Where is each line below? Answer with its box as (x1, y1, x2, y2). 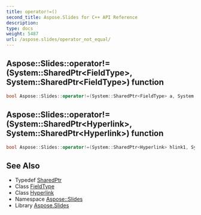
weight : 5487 (6, 31, 39, 37)
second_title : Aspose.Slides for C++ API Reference (6, 14, 138, 20)
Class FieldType (14, 183, 55, 190)
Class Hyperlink (14, 189, 54, 196)
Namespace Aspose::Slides (14, 195, 83, 203)
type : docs (6, 25, 33, 32)
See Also (6, 161, 40, 171)
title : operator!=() (6, 8, 58, 15)
